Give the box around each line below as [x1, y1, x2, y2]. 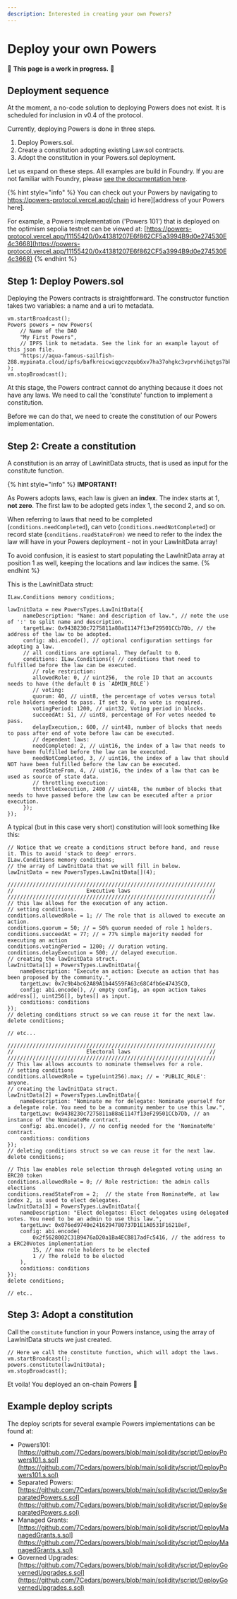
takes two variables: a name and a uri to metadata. [7, 301, 154, 310]
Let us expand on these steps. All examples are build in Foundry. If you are [7, 167, 224, 175]
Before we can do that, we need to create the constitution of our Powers [7, 412, 217, 421]
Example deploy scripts [7, 1400, 113, 1412]
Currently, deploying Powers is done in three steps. [7, 125, 157, 133]
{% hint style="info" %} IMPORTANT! [7, 480, 117, 488]
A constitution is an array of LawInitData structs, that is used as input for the [7, 459, 229, 467]
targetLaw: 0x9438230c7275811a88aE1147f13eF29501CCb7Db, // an [20, 1110, 210, 1117]
